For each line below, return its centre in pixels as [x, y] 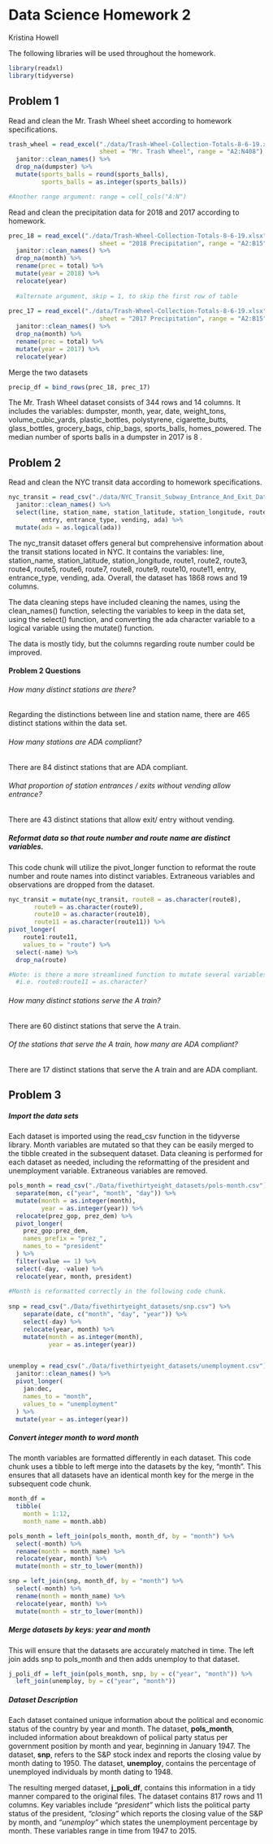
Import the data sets [43, 1116]
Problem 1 [34, 101]
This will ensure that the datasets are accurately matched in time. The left [131, 1650]
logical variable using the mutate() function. [81, 628]
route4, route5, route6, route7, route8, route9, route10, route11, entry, [123, 569]
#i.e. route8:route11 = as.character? [82, 982]
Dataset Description [43, 1699]
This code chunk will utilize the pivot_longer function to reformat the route [132, 867]
